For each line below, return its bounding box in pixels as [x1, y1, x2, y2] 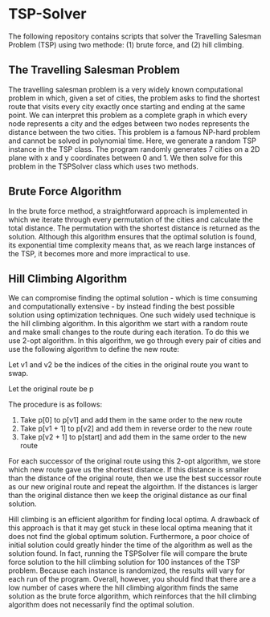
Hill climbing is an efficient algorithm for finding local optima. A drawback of [8, 515, 260, 525]
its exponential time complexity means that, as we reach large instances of [8, 240, 256, 250]
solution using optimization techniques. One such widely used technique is [8, 310, 256, 320]
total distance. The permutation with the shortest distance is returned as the [8, 223, 260, 233]
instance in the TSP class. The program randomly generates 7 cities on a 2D [8, 144, 260, 153]
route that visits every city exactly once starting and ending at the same [8, 101, 246, 111]
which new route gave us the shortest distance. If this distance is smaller [8, 465, 250, 475]
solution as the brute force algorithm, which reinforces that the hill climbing [8, 591, 257, 601]
